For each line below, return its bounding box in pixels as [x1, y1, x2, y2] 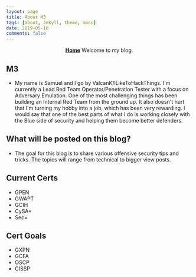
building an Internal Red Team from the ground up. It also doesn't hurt [14, 98, 185, 105]
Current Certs [6, 173, 58, 183]
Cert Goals [6, 230, 47, 240]
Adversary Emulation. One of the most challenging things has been [14, 92, 178, 99]
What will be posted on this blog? [6, 134, 131, 144]
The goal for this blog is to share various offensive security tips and [14, 150, 179, 157]
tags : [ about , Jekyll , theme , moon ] [6, 19, 96, 25]
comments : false [6, 31, 46, 37]
